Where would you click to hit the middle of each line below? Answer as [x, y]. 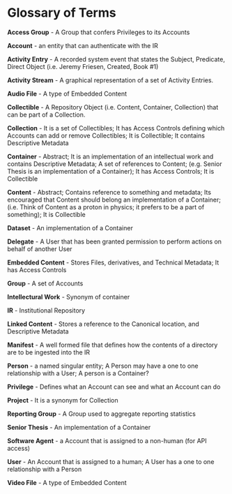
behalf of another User [40, 248]
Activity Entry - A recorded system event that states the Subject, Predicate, [116, 59]
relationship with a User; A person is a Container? [78, 373]
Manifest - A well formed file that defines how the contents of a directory [113, 345]
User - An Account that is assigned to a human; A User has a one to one [111, 461]
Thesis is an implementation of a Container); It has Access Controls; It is [111, 171]
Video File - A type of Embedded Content [67, 482]
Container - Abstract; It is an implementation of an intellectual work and [110, 156]
